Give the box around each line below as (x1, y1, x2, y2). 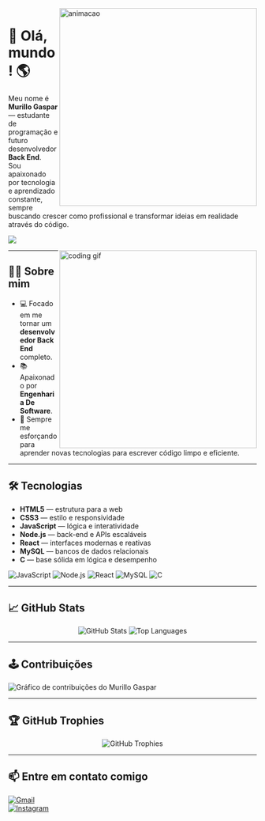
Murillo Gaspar (8, 102, 58, 112)
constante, (8, 194, 43, 204)
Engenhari (19, 389, 55, 399)
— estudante (8, 110, 50, 119)
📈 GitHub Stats (8, 601, 85, 615)
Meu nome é (8, 93, 50, 103)
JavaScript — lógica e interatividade (19, 521, 140, 531)
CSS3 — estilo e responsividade (19, 513, 125, 522)
